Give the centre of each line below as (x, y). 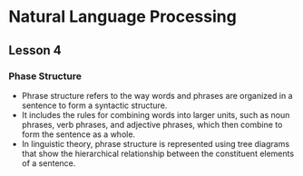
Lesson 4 (35, 50)
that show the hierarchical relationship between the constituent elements (158, 153)
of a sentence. (49, 163)
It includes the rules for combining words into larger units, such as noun (156, 114)
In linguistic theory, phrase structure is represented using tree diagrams (156, 143)
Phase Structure (45, 76)
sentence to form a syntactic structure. (94, 105)
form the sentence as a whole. (78, 134)
